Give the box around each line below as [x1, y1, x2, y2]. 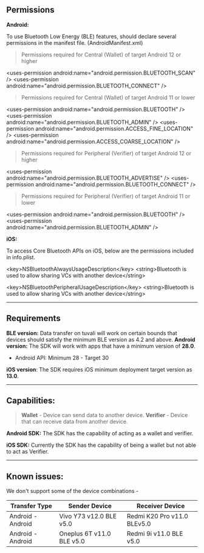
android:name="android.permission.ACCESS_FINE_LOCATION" [35, 124, 193, 132]
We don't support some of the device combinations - [6, 487, 138, 495]
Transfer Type [10, 502, 53, 511]
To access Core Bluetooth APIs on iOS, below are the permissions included [6, 247, 194, 254]
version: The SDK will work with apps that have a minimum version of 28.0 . [6, 342, 195, 350]
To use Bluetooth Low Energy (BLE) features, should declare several [6, 33, 177, 40]
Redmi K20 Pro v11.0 [126, 512, 188, 521]
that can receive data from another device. [21, 418, 129, 426]
